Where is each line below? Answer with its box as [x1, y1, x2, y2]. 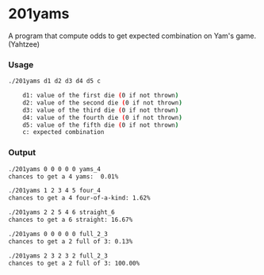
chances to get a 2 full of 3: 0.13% [8, 237, 133, 246]
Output [8, 147, 36, 159]
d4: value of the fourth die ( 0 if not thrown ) [22, 113, 182, 121]
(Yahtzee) [8, 39, 40, 48]
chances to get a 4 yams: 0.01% [8, 172, 119, 181]
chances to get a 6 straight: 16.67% [8, 216, 133, 224]
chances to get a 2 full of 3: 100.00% [8, 259, 140, 267]
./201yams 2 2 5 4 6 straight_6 [8, 208, 115, 216]
